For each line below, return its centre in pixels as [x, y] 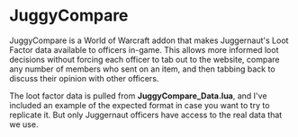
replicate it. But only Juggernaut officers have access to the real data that [146, 115]
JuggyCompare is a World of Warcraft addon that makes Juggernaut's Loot [149, 40]
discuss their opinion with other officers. [84, 78]
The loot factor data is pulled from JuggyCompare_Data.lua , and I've [138, 96]
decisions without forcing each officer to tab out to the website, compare [144, 59]
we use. [24, 124]
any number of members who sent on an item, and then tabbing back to [143, 69]
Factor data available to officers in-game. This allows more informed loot [144, 49]
